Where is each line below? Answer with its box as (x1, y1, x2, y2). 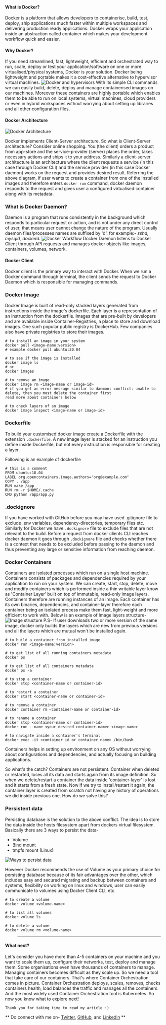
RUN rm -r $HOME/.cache (5, 487, 54, 492)
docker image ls (5, 360, 39, 365)
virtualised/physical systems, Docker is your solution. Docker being (5, 69, 142, 75)
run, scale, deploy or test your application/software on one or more (5, 64, 142, 69)
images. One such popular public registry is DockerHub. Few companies (5, 324, 153, 330)
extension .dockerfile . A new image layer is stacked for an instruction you (5, 436, 157, 442)
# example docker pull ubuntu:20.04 (5, 347, 81, 352)
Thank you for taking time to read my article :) (5, 1005, 110, 1010)
